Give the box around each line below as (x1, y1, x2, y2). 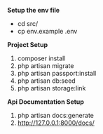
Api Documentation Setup (7, 98, 84, 106)
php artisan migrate (17, 62, 74, 69)
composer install (17, 54, 66, 62)
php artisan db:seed (17, 76, 76, 85)
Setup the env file (7, 6, 60, 14)
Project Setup (7, 41, 48, 48)
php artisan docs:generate (17, 112, 95, 119)
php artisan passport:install (17, 69, 97, 77)
